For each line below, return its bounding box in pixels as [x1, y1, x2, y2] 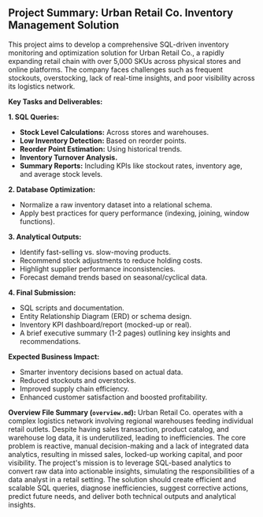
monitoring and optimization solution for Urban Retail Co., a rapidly [8, 47, 224, 58]
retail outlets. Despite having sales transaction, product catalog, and [8, 424, 230, 433]
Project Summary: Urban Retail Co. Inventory [8, 6, 234, 20]
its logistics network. [8, 81, 76, 91]
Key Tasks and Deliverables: [8, 96, 103, 106]
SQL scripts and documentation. [19, 303, 124, 313]
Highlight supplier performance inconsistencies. [19, 264, 176, 273]
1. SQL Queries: [8, 112, 60, 122]
